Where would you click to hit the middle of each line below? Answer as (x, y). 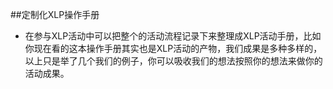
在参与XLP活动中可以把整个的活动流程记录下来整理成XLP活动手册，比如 (173, 36)
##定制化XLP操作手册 (55, 14)
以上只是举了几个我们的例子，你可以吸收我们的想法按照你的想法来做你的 (173, 61)
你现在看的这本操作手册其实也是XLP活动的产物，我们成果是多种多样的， (173, 48)
